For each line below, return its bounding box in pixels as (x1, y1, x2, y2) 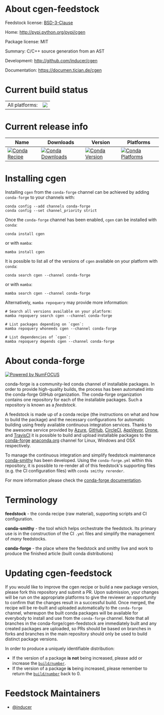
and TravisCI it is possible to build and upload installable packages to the (5, 432, 152, 438)
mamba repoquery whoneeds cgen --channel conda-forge (5, 326, 117, 331)
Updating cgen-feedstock (5, 567, 112, 579)
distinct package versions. (5, 636, 58, 642)
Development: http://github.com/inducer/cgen (5, 57, 98, 63)
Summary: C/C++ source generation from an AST (5, 48, 105, 54)
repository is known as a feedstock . (5, 402, 77, 408)
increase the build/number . (12, 660, 66, 666)
